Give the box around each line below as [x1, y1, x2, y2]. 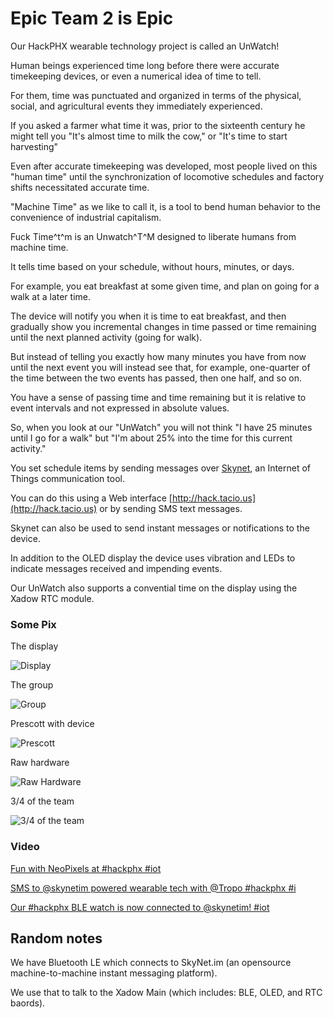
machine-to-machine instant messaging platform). [10, 967, 218, 979]
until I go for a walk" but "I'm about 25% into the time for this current [10, 432, 293, 444]
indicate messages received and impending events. [10, 562, 223, 574]
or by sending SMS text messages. [99, 502, 243, 514]
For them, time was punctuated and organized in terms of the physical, [10, 89, 302, 101]
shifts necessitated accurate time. [10, 181, 150, 193]
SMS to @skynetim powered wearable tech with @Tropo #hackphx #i [10, 882, 297, 894]
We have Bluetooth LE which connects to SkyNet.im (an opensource [10, 957, 292, 969]
